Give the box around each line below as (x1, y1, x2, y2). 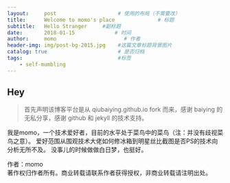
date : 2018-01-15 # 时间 (7, 29, 132, 36)
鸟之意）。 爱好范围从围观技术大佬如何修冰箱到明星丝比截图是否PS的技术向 (7, 137, 218, 145)
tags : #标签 (7, 55, 132, 62)
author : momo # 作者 (7, 36, 141, 42)
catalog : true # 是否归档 (7, 49, 145, 56)
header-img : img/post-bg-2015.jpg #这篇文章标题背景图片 (7, 42, 172, 49)
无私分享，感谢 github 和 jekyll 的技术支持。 (23, 114, 148, 122)
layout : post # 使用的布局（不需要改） (7, 10, 181, 17)
